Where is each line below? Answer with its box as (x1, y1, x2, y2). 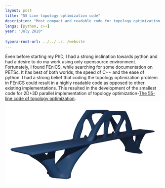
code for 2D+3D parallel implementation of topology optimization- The (5, 90, 147, 96)
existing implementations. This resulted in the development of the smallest (5, 85, 157, 91)
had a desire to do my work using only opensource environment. (5, 58, 137, 64)
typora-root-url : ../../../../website (5, 40, 85, 45)
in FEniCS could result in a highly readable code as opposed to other (5, 80, 145, 86)
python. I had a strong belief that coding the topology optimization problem (5, 74, 158, 80)
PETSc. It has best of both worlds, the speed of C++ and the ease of (5, 69, 145, 75)
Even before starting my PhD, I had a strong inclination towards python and (5, 53, 158, 59)
